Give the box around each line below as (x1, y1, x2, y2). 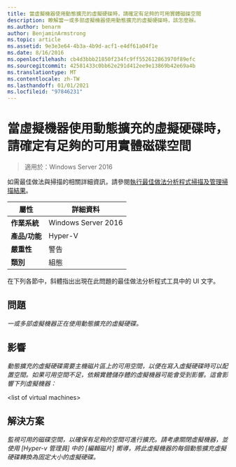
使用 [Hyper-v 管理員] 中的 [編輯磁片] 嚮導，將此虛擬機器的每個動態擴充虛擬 (7, 444, 227, 452)
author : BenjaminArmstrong (7, 29, 86, 37)
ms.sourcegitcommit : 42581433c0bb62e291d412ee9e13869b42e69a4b (7, 62, 196, 69)
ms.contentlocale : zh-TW (7, 75, 80, 83)
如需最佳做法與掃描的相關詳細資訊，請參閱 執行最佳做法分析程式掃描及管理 (7, 178, 222, 186)
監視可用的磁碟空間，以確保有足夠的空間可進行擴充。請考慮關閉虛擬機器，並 (7, 435, 228, 443)
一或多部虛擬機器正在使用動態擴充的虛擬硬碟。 (7, 319, 142, 328)
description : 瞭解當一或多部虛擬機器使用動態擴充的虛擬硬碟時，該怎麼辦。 (7, 17, 200, 24)
